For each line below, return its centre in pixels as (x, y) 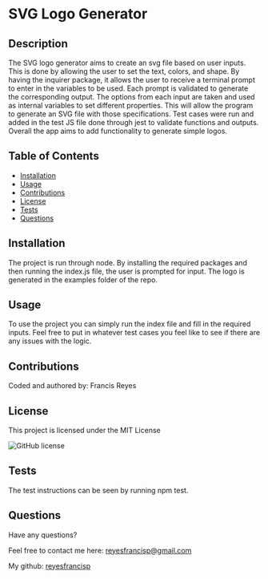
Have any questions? (43, 535)
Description (38, 44)
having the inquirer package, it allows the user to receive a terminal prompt (132, 80)
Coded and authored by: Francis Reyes (72, 386)
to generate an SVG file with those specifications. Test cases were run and (131, 114)
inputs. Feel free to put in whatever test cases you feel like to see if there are (134, 333)
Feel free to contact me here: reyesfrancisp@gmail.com (100, 550)
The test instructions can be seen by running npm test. (98, 490)
